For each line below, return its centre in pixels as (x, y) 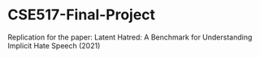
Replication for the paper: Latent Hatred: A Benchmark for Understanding (130, 37)
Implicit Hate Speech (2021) (54, 45)
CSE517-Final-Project (82, 15)
